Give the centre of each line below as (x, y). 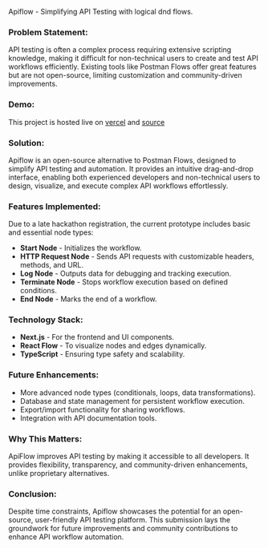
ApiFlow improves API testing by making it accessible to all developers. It (129, 457)
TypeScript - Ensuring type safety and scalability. (102, 354)
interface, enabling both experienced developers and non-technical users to (134, 177)
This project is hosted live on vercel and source (87, 122)
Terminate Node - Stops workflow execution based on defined (124, 282)
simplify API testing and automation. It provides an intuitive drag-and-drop (131, 168)
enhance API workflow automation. (66, 537)
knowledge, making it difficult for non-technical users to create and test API (133, 58)
